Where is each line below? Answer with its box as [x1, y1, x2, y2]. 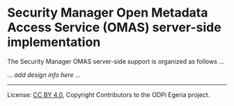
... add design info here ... [7, 71, 81, 79]
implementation [7, 35, 101, 50]
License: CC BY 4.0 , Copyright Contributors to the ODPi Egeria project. [7, 90, 210, 98]
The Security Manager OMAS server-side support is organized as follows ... [7, 57, 225, 65]
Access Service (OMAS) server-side [7, 19, 221, 35]
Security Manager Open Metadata [7, 5, 208, 21]
